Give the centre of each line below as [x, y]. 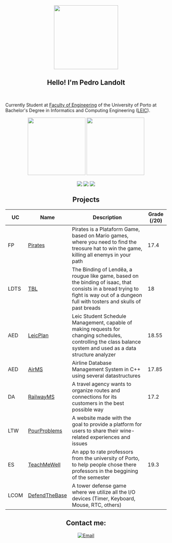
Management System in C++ [106, 369]
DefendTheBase [48, 495]
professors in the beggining [105, 471]
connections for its [94, 397]
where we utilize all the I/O [104, 492]
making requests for [96, 329]
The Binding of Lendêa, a [102, 269]
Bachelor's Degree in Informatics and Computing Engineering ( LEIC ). [78, 110]
